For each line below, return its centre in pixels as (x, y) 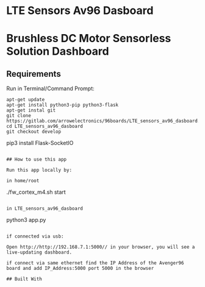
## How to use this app (37, 160)
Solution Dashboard (58, 51)
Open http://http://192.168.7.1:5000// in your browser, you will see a (101, 247)
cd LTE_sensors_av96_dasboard (45, 126)
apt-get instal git (31, 110)
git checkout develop (34, 132)
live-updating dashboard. (39, 253)
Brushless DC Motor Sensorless (89, 39)
